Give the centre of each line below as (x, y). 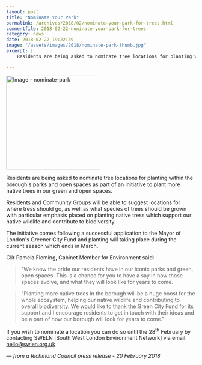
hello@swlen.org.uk (31, 344)
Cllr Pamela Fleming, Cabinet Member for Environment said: (80, 257)
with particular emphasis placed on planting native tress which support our (99, 215)
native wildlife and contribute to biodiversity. (61, 221)
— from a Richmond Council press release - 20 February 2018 (83, 356)
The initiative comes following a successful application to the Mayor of (94, 233)
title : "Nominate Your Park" (43, 17)
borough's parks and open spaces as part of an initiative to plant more (93, 184)
